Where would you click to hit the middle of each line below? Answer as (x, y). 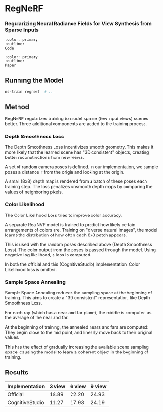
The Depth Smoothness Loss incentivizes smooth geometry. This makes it (79, 147)
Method (17, 107)
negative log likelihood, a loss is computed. (48, 255)
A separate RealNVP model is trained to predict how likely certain (70, 224)
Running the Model (35, 80)
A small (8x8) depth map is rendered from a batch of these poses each (76, 181)
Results (17, 373)
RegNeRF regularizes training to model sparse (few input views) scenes (77, 118)
